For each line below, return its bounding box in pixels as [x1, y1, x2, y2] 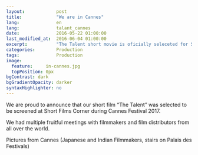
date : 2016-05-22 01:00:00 [6, 31, 107, 36]
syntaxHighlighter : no [6, 85, 62, 91]
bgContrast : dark [6, 74, 49, 80]
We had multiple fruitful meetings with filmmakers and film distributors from [6, 119, 190, 126]
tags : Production [6, 52, 83, 58]
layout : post [6, 8, 67, 15]
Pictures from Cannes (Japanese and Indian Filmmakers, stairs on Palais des [6, 136, 192, 143]
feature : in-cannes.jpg [11, 63, 81, 69]
